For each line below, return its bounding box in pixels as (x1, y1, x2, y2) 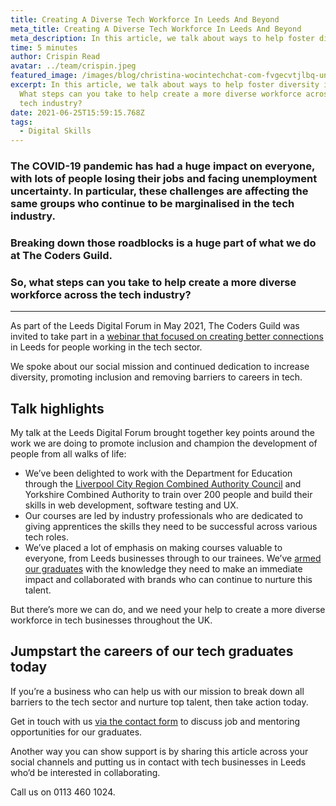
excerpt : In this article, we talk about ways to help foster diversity (10, 80, 320, 90)
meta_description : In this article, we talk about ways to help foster (10, 33, 315, 43)
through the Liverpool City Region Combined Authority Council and (24, 478, 302, 490)
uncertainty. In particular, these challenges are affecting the (10, 184, 309, 198)
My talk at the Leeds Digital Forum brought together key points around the (10, 427, 315, 439)
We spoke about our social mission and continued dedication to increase (10, 361, 310, 373)
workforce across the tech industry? (10, 287, 192, 301)
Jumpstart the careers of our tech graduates (10, 643, 294, 660)
